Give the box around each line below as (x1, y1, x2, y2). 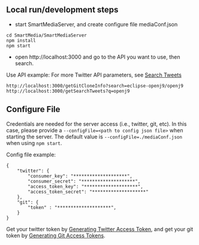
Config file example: (6, 151, 56, 158)
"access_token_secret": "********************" (28, 189, 149, 195)
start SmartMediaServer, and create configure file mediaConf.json (14, 20, 178, 28)
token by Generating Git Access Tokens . (6, 232, 106, 239)
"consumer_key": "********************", (28, 173, 133, 179)
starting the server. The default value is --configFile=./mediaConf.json (6, 133, 183, 140)
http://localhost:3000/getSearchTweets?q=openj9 (6, 88, 130, 94)
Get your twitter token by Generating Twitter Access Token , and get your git (6, 225, 194, 232)
